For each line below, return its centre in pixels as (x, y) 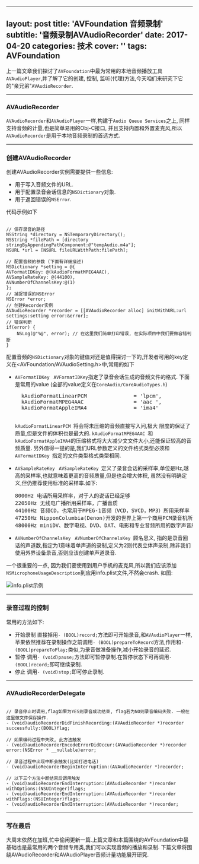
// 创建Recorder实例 (30, 306)
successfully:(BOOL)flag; (38, 728)
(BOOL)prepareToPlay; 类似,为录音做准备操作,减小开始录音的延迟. (93, 649)
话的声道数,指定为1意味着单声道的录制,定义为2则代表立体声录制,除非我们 (103, 545)
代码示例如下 (22, 212)
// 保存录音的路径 (26, 230)
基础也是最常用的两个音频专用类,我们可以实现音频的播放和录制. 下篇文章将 (97, 847)
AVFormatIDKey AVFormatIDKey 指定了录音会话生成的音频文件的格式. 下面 (102, 377)
